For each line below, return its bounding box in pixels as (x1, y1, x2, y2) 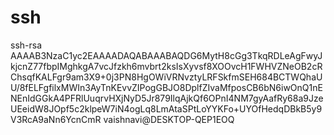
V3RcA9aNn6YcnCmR (10, 113, 102, 125)
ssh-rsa (10, 39, 43, 51)
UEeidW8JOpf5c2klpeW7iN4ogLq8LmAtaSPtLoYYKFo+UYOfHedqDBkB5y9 (10, 102, 323, 115)
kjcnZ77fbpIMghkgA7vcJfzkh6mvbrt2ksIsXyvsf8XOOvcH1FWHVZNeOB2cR (10, 60, 323, 72)
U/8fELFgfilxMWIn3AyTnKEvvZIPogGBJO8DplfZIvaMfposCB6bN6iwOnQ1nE (10, 81, 323, 93)
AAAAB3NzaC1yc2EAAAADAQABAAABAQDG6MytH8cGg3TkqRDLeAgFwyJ (10, 49, 323, 61)
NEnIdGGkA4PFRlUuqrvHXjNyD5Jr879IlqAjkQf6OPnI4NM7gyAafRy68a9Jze (10, 92, 324, 104)
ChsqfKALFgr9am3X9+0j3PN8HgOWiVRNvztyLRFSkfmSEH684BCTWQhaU (10, 71, 323, 83)
